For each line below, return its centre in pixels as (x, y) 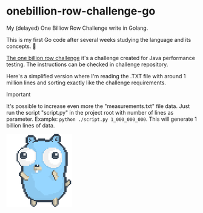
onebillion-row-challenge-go (81, 11)
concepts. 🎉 (21, 46)
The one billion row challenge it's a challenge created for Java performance (101, 58)
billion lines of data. (31, 125)
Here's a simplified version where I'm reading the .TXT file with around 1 (96, 76)
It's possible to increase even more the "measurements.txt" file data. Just (98, 106)
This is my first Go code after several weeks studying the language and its (99, 39)
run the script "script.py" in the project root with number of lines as (90, 112)
